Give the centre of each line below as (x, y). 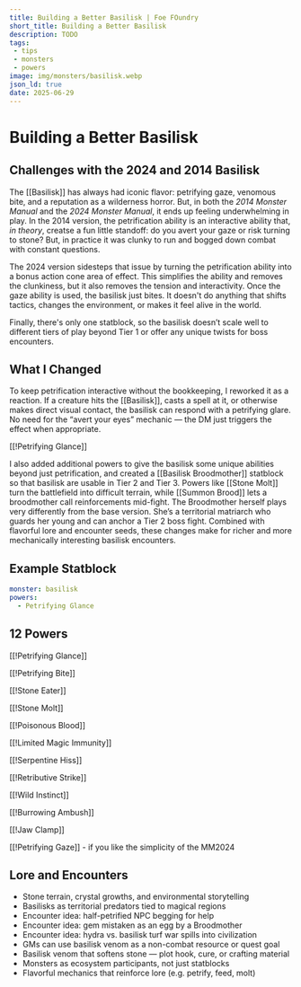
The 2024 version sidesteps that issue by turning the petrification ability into (150, 267)
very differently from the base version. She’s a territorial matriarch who (140, 512)
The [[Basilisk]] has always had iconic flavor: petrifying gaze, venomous (143, 192)
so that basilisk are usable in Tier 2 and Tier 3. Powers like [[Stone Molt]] (144, 483)
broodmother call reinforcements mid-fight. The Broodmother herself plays (148, 502)
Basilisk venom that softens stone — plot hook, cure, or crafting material (156, 954)
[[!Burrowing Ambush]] (52, 812)
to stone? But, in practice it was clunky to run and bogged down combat (143, 240)
